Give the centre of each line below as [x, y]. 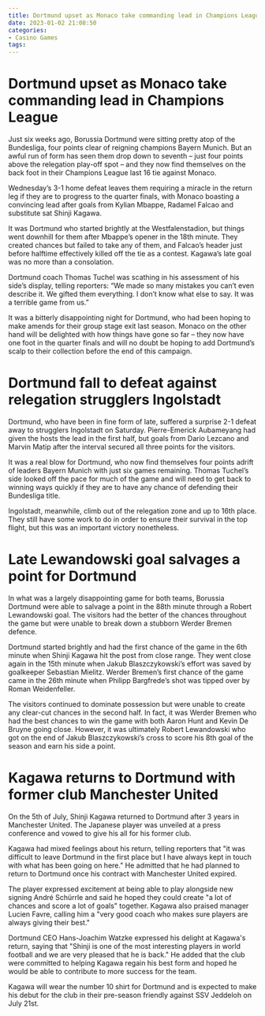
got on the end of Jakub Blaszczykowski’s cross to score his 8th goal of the [131, 738]
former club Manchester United [113, 795]
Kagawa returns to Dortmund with [122, 778]
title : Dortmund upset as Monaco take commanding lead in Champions [123, 15]
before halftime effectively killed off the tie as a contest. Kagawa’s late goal [130, 254]
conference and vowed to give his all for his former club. [100, 833]
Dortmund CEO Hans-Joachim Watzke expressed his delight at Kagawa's [127, 938]
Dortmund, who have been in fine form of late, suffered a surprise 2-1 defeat [132, 422]
